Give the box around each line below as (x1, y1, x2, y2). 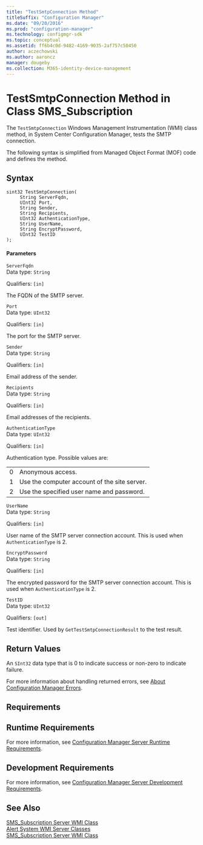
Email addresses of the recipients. (6, 414, 92, 421)
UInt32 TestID (19, 232, 56, 238)
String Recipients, (19, 210, 69, 217)
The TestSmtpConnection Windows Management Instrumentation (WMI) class (6, 124, 198, 132)
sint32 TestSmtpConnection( (6, 189, 78, 195)
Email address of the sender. (6, 373, 78, 380)
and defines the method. (6, 155, 68, 163)
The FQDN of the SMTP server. (6, 292, 84, 299)
